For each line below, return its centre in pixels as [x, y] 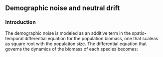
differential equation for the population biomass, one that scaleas [91, 38]
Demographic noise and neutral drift [63, 8]
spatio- [139, 33]
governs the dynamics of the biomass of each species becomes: [72, 49]
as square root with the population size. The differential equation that [76, 44]
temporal [14, 38]
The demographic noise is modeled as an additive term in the [68, 33]
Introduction [20, 22]
